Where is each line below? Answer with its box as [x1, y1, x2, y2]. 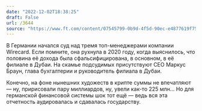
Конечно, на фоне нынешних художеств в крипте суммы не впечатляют [6, 79, 191, 86]
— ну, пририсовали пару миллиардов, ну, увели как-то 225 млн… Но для [6, 85, 194, 93]
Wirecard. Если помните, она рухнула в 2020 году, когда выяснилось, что [6, 49, 195, 56]
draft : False [6, 14, 39, 20]
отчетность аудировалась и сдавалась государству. [6, 98, 141, 106]
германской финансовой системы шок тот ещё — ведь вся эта [6, 92, 168, 99]
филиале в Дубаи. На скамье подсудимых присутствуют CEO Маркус [6, 61, 186, 68]
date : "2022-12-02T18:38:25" [6, 8, 79, 15]
